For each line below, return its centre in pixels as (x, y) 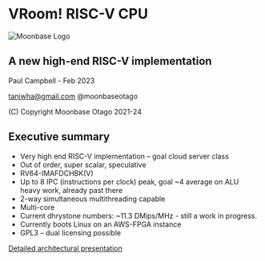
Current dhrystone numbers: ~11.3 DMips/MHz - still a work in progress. (139, 215)
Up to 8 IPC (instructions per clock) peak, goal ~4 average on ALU (129, 182)
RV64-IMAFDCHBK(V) (56, 173)
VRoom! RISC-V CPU (78, 14)
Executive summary (59, 137)
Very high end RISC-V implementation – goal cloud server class (124, 156)
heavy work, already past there (71, 190)
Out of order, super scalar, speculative (83, 164)
